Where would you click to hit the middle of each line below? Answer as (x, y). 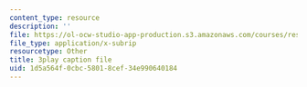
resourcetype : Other (49, 52)
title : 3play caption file (61, 60)
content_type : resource (55, 18)
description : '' (40, 26)
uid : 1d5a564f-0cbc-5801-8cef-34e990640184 (94, 69)
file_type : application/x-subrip (73, 43)
